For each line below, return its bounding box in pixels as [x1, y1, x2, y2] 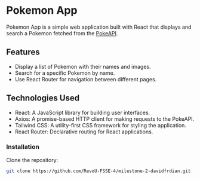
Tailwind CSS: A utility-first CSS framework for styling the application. [14, 121, 187, 129]
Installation [6, 143, 40, 151]
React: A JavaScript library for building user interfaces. [14, 109, 150, 116]
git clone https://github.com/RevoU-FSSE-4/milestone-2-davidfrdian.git [6, 168, 191, 174]
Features [6, 47, 40, 57]
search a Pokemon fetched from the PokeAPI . [6, 29, 118, 36]
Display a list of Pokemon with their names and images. [14, 63, 151, 70]
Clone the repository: [6, 156, 59, 163]
